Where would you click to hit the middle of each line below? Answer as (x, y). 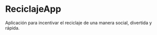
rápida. (12, 28)
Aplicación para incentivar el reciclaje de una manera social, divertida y (78, 23)
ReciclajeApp (33, 9)
